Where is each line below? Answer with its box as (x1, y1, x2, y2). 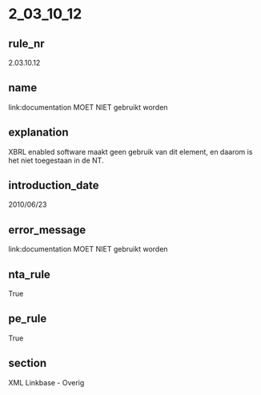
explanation (8, 126, 69, 139)
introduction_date (8, 179, 99, 192)
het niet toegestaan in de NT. (8, 155, 104, 165)
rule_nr (8, 37, 46, 50)
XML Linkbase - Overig (8, 377, 85, 387)
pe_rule (8, 312, 47, 325)
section (8, 357, 46, 370)
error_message (8, 223, 86, 236)
